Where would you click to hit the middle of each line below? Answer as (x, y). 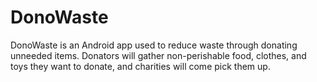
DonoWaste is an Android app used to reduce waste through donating (154, 45)
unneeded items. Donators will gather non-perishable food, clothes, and (158, 55)
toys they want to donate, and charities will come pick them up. (140, 66)
